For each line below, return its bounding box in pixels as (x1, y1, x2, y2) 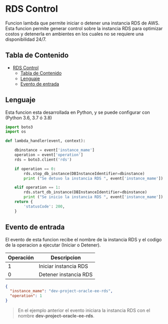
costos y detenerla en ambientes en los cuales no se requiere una (5, 31, 144, 37)
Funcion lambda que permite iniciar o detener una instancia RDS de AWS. (5, 20, 160, 26)
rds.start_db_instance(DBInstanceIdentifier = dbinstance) (23, 190, 147, 195)
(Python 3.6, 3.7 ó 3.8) (5, 114, 52, 120)
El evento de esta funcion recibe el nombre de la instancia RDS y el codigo (5, 236, 162, 242)
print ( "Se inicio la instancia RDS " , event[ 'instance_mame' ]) (23, 194, 163, 200)
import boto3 (5, 124, 33, 130)
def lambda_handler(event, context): (5, 138, 86, 143)
